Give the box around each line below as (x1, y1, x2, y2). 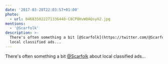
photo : (5, 12, 19, 17)
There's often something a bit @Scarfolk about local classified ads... (5, 53, 146, 59)
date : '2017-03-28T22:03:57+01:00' (5, 7, 79, 12)
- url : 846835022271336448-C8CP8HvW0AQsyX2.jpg (9, 16, 111, 21)
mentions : (5, 21, 26, 26)
